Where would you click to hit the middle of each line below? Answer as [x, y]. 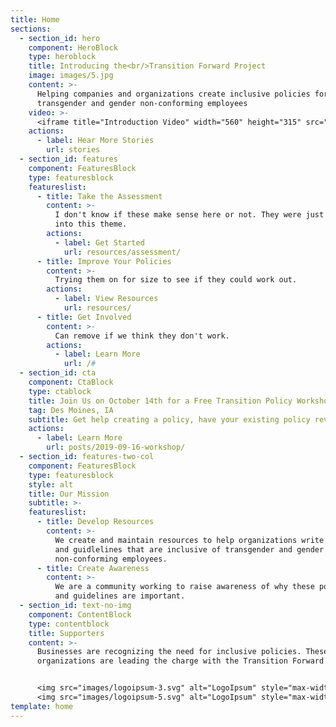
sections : [31, 29]
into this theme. [91, 224]
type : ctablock [60, 391]
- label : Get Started [99, 242]
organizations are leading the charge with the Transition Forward [180, 661]
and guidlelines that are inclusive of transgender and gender [189, 549]
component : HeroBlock [73, 47]
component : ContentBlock [80, 614]
